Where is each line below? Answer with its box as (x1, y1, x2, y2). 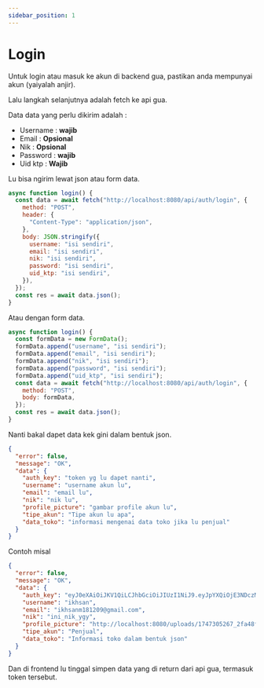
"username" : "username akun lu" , (22, 481, 132, 489)
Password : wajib (19, 150, 76, 159)
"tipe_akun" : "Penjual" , (22, 628, 104, 636)
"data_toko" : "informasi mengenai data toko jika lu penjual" (22, 518, 230, 526)
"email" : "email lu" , (22, 489, 93, 497)
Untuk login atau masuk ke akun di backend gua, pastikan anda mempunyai (8, 71, 253, 81)
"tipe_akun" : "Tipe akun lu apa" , (22, 511, 135, 518)
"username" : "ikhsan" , (22, 598, 97, 606)
